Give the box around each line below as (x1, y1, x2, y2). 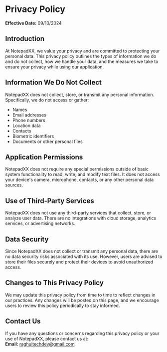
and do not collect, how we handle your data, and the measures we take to (5, 58, 159, 64)
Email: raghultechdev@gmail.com (5, 341, 75, 347)
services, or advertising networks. (5, 220, 76, 226)
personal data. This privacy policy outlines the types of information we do (5, 53, 157, 59)
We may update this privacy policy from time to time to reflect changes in (5, 291, 156, 298)
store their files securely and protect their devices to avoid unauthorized (5, 259, 154, 264)
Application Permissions (5, 152, 83, 161)
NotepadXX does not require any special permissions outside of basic (5, 166, 149, 172)
